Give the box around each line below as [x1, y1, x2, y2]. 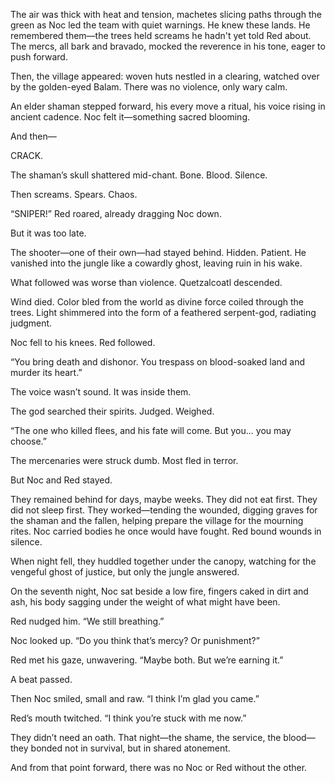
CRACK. [10, 150, 44, 161]
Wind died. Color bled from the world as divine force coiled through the [10, 296, 304, 308]
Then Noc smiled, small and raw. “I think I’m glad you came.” [10, 693, 260, 704]
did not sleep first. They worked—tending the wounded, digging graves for [10, 504, 318, 516]
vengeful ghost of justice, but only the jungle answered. [10, 566, 240, 578]
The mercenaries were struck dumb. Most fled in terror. [10, 455, 239, 466]
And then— [10, 130, 57, 142]
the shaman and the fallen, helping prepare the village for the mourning [10, 515, 304, 526]
